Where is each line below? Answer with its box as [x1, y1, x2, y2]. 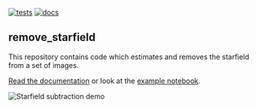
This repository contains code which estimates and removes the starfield [8, 52, 250, 62]
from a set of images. [8, 60, 79, 70]
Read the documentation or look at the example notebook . [8, 76, 201, 86]
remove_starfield [8, 30, 96, 44]
